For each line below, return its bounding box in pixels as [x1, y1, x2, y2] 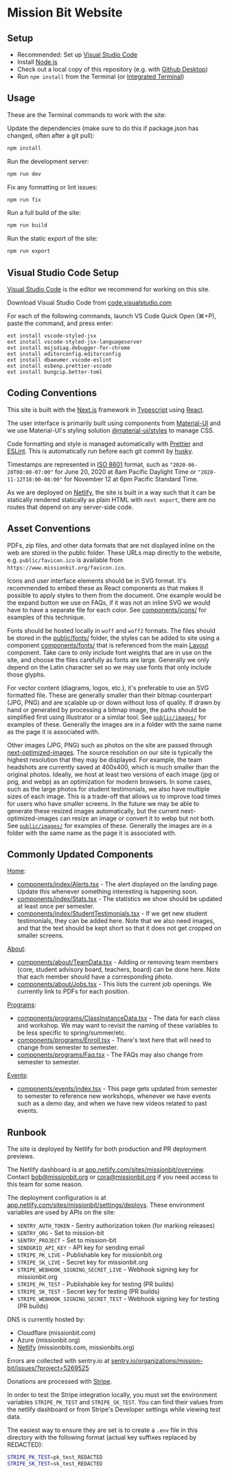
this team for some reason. [7, 1180, 84, 1189]
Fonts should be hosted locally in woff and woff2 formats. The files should [7, 626, 216, 634]
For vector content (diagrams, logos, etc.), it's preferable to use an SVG [7, 683, 209, 692]
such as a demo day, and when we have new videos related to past [16, 1099, 207, 1108]
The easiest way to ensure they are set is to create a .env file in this [7, 1426, 198, 1434]
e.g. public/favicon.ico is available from [7, 556, 124, 564]
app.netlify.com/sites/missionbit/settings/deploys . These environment [7, 1201, 205, 1210]
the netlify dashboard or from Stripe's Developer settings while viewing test [7, 1405, 221, 1413]
